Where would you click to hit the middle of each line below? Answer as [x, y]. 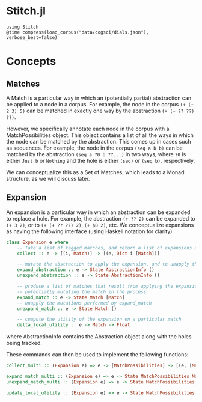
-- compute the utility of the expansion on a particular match [99, 320]
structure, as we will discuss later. [48, 178]
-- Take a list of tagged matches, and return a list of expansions [105, 248]
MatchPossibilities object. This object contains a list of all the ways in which [100, 135]
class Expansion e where [37, 242]
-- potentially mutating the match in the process [82, 292]
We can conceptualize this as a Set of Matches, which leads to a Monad [95, 172]
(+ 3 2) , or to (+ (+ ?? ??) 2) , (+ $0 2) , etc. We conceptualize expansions [100, 225]
